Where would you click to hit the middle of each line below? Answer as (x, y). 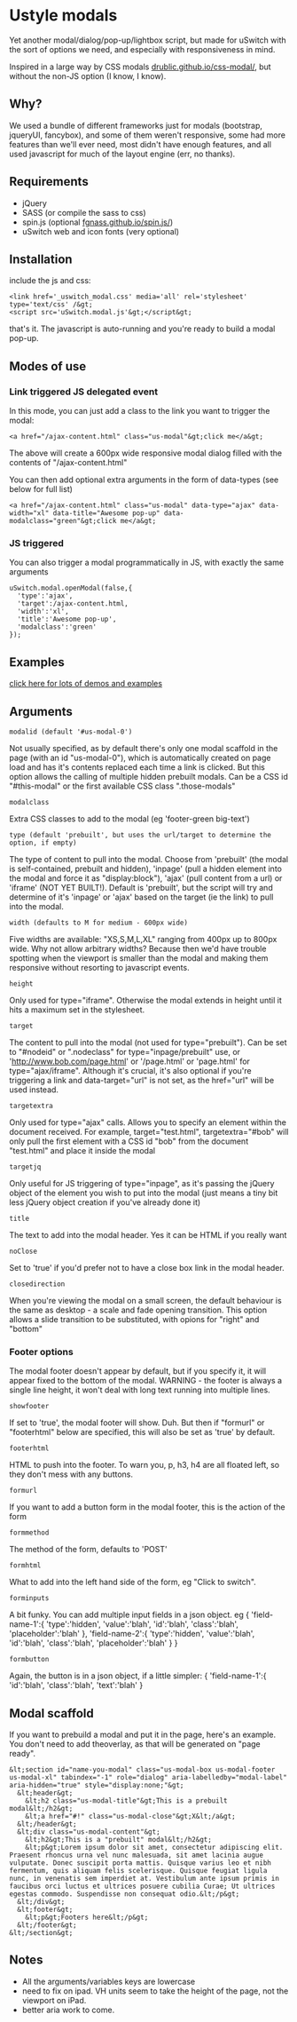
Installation (41, 259)
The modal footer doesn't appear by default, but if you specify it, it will (138, 1371)
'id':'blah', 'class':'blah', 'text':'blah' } (76, 1685)
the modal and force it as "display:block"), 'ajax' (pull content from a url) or (146, 878)
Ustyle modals (63, 16)
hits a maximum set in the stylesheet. (77, 1010)
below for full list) (41, 489)
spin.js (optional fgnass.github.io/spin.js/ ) (98, 222)
